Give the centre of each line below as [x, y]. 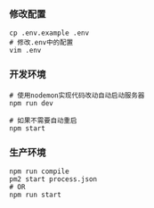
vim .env [25, 51]
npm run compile [39, 171]
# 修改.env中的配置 [41, 43]
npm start [28, 128]
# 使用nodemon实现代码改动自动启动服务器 [77, 96]
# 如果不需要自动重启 [43, 121]
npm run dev [31, 103]
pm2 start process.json [53, 179]
